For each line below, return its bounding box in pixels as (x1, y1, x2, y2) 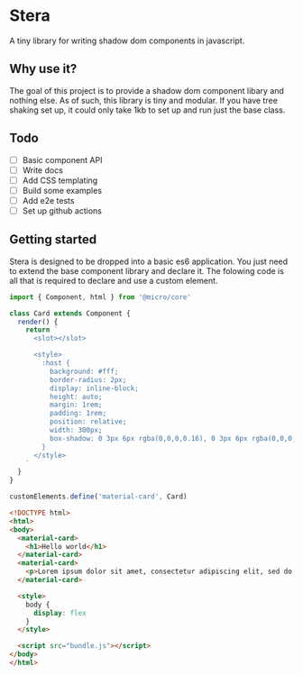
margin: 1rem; (49, 400, 103, 410)
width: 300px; (49, 425, 103, 434)
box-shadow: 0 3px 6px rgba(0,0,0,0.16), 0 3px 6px (49, 433, 248, 442)
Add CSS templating (22, 175, 98, 186)
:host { (41, 359, 70, 368)
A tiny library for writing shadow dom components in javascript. (9, 35, 245, 46)
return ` (25, 325, 59, 334)
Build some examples (22, 185, 102, 196)
